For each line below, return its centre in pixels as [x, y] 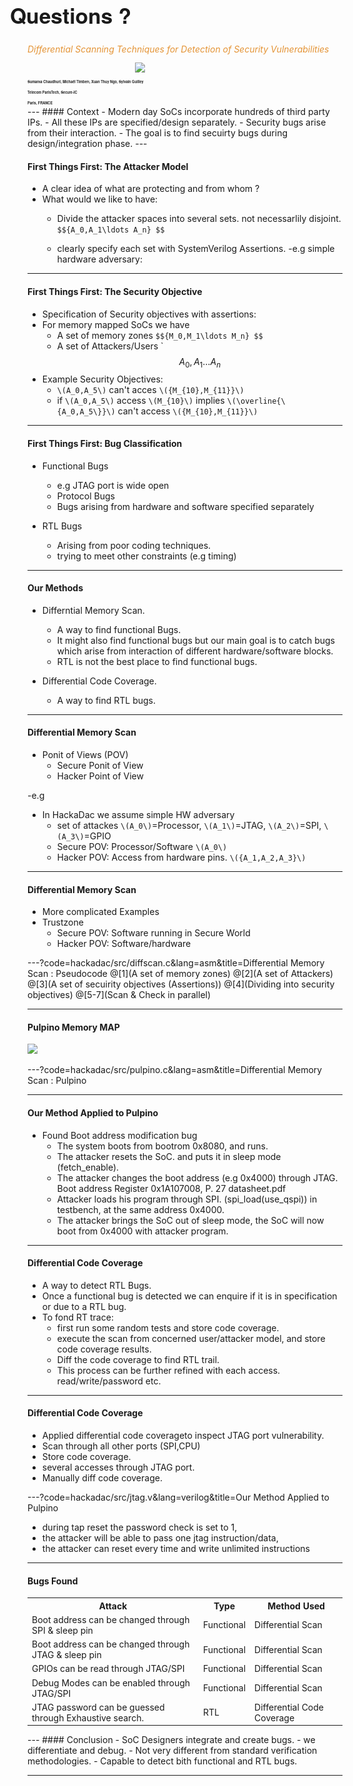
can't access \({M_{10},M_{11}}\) [188, 411]
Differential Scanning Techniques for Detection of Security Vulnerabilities [178, 49]
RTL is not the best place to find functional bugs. [157, 661]
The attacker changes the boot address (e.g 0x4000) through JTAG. [197, 1177]
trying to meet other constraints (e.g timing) [146, 556]
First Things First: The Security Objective [115, 291]
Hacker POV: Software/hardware [124, 944]
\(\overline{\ [256, 401]
